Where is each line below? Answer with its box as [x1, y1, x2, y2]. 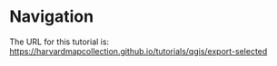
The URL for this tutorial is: [9, 36, 110, 47]
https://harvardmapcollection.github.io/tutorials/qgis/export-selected [9, 45, 268, 56]
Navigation [9, 6, 94, 27]
